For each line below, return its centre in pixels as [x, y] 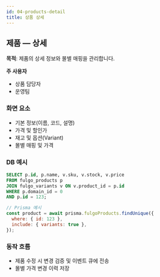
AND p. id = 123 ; [26, 197]
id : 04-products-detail [36, 12]
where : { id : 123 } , [37, 219]
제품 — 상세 [27, 43]
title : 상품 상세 [25, 17]
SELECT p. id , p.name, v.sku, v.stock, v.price [65, 175]
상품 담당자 [28, 84]
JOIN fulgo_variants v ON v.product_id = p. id [65, 186]
